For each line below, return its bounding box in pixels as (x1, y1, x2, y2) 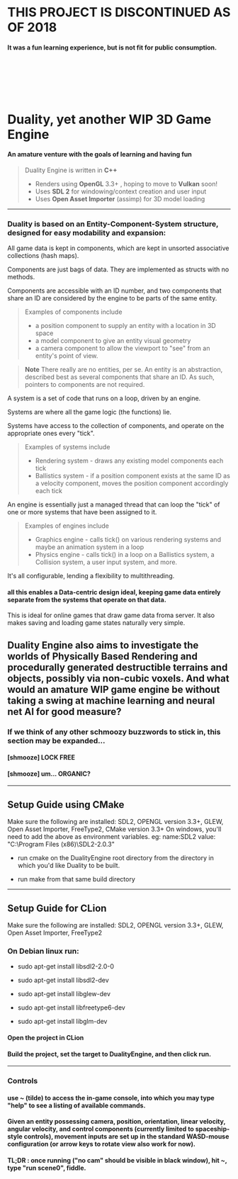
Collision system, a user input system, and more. (35, 558, 178, 567)
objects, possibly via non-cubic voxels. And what (7, 672, 229, 684)
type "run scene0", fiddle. (7, 1163, 86, 1172)
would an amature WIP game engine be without (7, 683, 220, 695)
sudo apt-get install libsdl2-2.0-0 (17, 962, 115, 971)
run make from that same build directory (17, 875, 136, 884)
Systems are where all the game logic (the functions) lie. (7, 408, 172, 417)
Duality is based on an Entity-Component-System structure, (7, 219, 219, 229)
